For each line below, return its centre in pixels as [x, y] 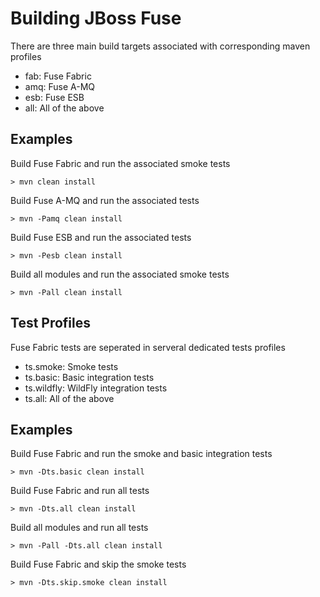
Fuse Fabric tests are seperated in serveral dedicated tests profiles [148, 347]
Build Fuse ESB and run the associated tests [101, 237]
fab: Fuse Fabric [58, 76]
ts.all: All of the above [69, 398]
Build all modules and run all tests [79, 528]
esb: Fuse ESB [54, 97]
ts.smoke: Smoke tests [71, 366]
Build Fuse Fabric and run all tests [80, 491]
